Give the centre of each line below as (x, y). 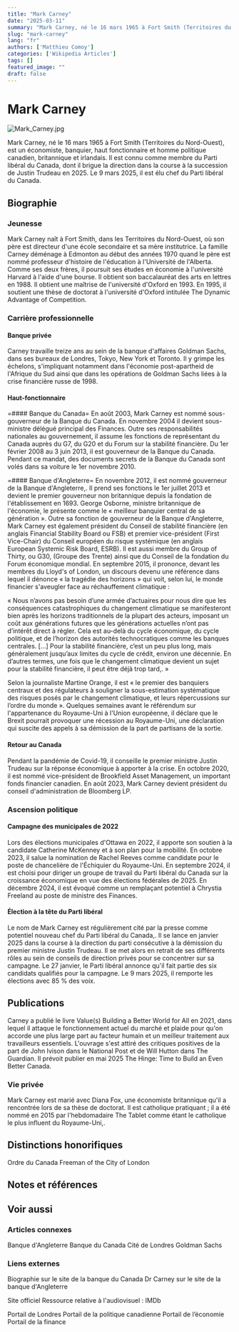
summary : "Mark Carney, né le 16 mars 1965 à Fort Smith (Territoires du (119, 27)
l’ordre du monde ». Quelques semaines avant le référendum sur (102, 706)
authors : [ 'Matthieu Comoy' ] (51, 47)
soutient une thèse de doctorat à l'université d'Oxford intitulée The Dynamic (119, 292)
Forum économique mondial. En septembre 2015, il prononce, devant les (113, 564)
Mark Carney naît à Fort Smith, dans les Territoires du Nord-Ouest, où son (116, 239)
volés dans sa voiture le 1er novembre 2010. (72, 467)
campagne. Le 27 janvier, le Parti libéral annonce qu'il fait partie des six (112, 966)
